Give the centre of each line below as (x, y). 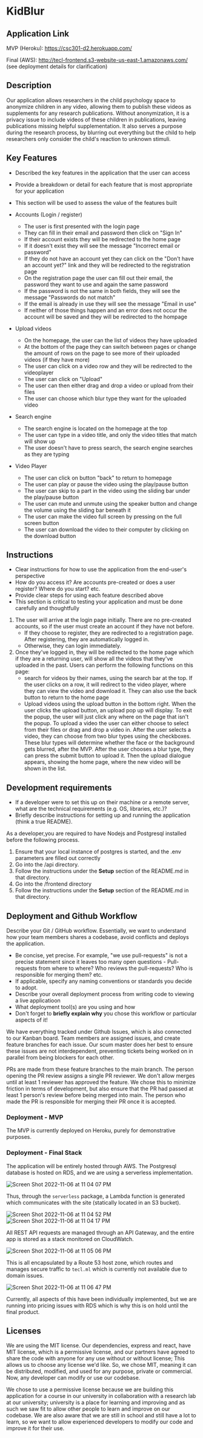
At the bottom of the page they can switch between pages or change (110, 346)
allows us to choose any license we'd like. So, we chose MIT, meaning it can (101, 1365)
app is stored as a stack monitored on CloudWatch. (70, 1239)
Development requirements (59, 787)
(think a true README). (44, 822)
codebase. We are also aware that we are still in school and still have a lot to (101, 1416)
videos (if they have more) (57, 359)
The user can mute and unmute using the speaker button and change (111, 503)
